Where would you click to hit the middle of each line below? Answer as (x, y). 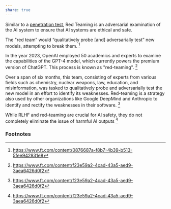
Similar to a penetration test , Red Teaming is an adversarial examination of (83, 24)
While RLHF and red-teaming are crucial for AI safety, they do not (74, 115)
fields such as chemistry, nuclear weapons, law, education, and (72, 82)
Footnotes (18, 134)
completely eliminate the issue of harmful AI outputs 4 (62, 121)
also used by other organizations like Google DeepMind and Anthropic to (81, 98)
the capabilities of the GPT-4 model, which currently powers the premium (82, 61)
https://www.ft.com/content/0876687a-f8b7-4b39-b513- (73, 150)
